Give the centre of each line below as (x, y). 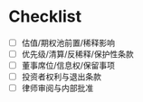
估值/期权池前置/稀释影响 (68, 42)
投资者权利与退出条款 (61, 77)
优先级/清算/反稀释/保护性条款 (77, 54)
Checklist (45, 17)
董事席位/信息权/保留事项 (68, 66)
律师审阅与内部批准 (57, 88)
